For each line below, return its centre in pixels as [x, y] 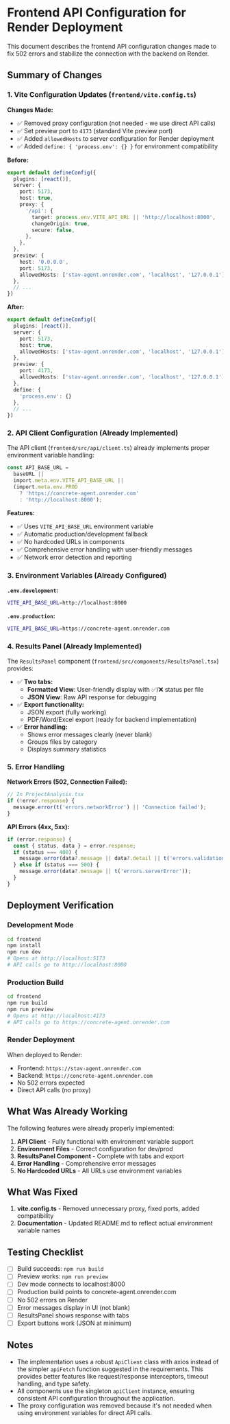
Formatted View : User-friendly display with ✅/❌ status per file [115, 690]
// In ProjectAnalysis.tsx [46, 795]
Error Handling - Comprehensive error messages [86, 1163]
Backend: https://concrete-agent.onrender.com [85, 1075]
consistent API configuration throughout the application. [96, 1398]
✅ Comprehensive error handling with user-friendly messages [105, 549]
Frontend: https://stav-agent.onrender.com [79, 1068]
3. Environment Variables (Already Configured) [87, 575]
